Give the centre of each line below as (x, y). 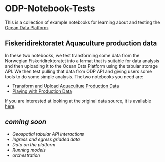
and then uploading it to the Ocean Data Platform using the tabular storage (82, 66)
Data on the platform (34, 144)
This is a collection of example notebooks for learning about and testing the (82, 22)
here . (10, 106)
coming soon (26, 122)
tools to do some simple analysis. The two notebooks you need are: (74, 76)
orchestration (26, 155)
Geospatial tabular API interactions (48, 134)
